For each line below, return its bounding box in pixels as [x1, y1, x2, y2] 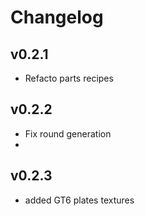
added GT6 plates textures [24, 194, 135, 206]
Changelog [10, 6, 104, 29]
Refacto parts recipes [24, 72, 114, 84]
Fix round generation [24, 127, 112, 140]
